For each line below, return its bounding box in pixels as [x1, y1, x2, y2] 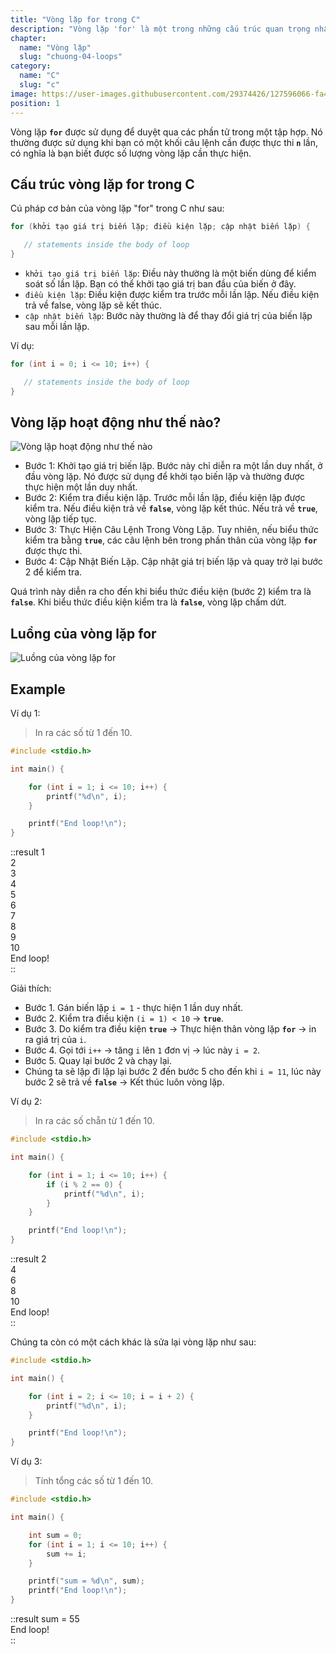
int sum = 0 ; [28, 1530, 83, 1540]
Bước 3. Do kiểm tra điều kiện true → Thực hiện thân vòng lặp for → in [24, 1023, 317, 1035]
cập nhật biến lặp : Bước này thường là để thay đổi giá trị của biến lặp [24, 309, 313, 321]
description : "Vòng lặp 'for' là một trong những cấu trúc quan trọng [10, 24, 311, 34]
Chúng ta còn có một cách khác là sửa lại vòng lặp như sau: [10, 1336, 257, 1348]
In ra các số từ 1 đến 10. [34, 727, 133, 738]
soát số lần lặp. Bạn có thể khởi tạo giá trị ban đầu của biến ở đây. [24, 277, 297, 290]
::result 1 [10, 846, 45, 858]
